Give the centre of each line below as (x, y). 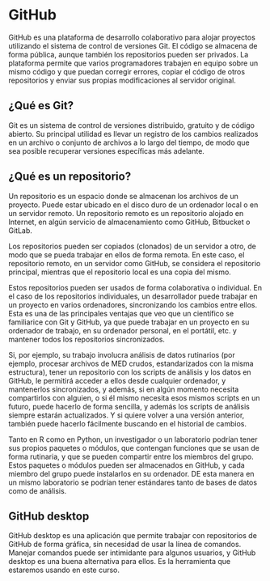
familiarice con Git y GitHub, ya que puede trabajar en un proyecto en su (129, 322)
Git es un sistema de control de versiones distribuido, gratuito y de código (131, 125)
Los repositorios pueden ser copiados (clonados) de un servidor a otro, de (132, 246)
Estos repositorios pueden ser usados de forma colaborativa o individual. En (135, 287)
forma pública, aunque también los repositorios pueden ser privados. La (129, 54)
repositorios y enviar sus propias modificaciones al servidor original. (122, 80)
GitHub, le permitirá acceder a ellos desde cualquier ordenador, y (117, 380)
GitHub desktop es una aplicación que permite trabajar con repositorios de (133, 536)
